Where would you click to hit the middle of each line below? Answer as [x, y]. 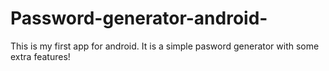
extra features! [40, 56]
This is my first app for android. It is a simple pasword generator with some [165, 46]
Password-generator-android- [139, 18]
